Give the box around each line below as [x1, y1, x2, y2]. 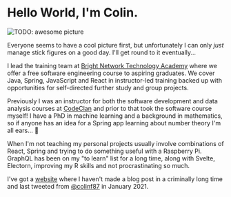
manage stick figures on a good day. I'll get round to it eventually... [7, 48, 197, 56]
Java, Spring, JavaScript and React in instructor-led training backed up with [7, 76, 223, 84]
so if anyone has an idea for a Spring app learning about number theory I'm [7, 118, 221, 127]
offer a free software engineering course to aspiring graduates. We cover [7, 69, 215, 77]
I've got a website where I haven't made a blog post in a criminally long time [7, 174, 223, 183]
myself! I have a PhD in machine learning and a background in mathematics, [7, 112, 223, 120]
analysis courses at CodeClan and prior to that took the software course [7, 104, 212, 112]
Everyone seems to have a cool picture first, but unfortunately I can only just [7, 41, 224, 49]
